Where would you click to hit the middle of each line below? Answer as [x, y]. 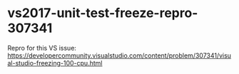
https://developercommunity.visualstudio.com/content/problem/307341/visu [119, 55]
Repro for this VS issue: [42, 48]
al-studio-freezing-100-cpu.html [55, 63]
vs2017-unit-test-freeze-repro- [103, 13]
